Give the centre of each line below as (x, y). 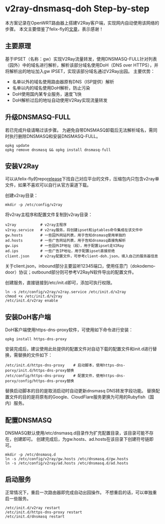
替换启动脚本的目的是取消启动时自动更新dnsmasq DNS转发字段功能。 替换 (80, 391)
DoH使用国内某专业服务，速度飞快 (47, 94)
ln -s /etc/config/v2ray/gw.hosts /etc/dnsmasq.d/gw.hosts (67, 459)
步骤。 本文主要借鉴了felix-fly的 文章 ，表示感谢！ (54, 29)
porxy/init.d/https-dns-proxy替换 (40, 371)
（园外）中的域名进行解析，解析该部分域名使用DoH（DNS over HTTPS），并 (82, 65)
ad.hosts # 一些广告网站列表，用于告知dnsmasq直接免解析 (66, 241)
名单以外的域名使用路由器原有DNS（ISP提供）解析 (63, 81)
